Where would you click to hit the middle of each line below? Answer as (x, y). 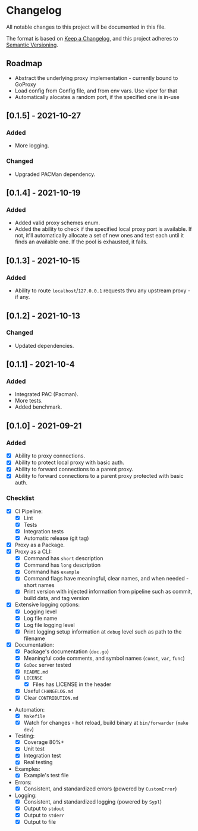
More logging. (32, 146)
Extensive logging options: (47, 605)
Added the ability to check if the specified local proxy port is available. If (103, 229)
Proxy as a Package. (40, 545)
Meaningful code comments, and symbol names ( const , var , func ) (104, 658)
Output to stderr (44, 815)
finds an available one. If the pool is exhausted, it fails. (81, 242)
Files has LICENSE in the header (72, 684)
